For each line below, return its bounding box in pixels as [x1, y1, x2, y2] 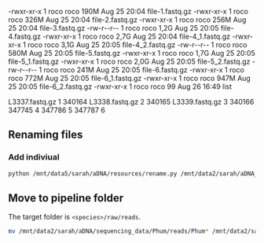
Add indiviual [8, 152, 60, 163]
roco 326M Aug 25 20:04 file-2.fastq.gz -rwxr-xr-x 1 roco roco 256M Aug [8, 15, 247, 24]
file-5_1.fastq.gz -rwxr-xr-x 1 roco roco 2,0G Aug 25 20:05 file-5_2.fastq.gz [8, 57, 251, 66]
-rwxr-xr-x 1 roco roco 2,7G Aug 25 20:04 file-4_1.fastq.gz [42, 31, 231, 41]
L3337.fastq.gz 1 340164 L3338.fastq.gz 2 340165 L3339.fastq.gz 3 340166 [8, 98, 255, 106]
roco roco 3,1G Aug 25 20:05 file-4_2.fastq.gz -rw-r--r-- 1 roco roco [27, 40, 247, 50]
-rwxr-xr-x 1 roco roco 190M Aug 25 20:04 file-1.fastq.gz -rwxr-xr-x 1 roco [8, 7, 249, 16]
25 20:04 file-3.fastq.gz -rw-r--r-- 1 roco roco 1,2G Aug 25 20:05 [8, 24, 219, 32]
